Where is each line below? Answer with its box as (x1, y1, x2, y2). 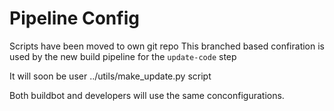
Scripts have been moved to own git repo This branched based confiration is (9, 40, 325, 52)
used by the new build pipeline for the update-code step (9, 50, 237, 62)
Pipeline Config (9, 7, 140, 30)
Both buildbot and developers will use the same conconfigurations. (9, 89, 285, 101)
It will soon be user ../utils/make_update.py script (9, 70, 212, 82)
